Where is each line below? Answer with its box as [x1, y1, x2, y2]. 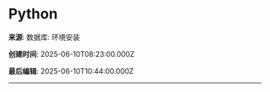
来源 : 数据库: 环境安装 [8, 32, 80, 42]
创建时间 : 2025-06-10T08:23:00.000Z [8, 49, 135, 58]
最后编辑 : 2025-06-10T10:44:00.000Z [8, 66, 134, 76]
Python [8, 5, 58, 23]
